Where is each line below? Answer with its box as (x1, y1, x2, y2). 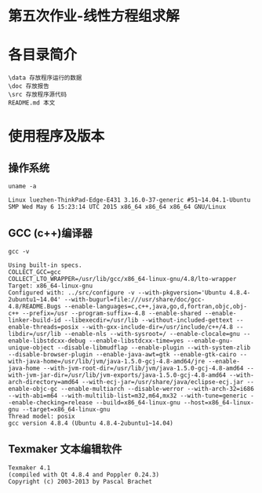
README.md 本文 (8, 99, 56, 107)
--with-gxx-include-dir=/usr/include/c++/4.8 (82, 323, 234, 330)
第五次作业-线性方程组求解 (8, 7, 180, 25)
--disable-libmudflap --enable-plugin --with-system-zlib (57, 343, 251, 352)
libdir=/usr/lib (8, 330, 61, 338)
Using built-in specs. (8, 261, 82, 269)
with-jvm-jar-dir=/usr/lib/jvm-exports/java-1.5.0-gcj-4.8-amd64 (8, 371, 226, 379)
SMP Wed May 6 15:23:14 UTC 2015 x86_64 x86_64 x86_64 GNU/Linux (8, 203, 226, 211)
